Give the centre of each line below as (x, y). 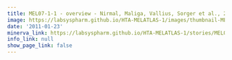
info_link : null (30, 39)
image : (17, 20)
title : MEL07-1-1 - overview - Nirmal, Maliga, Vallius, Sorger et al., (114, 13)
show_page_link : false (40, 46)
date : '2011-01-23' (35, 26)
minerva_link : (28, 33)
